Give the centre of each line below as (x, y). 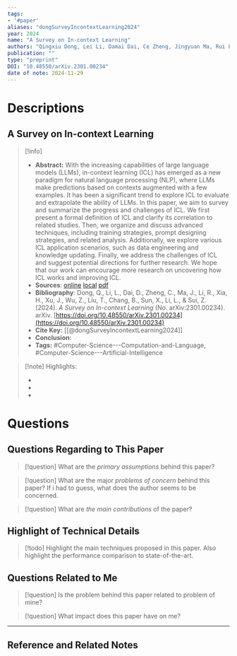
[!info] (33, 151)
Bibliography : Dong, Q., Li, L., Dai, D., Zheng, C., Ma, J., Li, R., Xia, (131, 292)
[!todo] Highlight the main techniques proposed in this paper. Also (120, 548)
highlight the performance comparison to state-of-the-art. (109, 556)
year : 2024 (23, 34)
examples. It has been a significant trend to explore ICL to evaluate (132, 194)
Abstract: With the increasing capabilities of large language (122, 165)
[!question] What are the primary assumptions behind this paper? (120, 467)
